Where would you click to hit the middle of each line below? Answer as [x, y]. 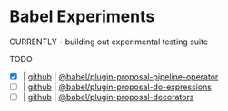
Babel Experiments [82, 17]
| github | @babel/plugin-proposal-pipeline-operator [120, 76]
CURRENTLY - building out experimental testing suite [109, 42]
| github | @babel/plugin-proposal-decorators [108, 97]
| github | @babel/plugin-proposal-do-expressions [117, 87]
